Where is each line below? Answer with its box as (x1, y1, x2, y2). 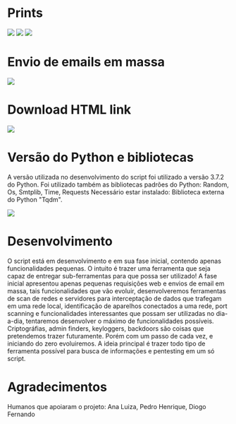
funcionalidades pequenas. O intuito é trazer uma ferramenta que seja (7, 264, 211, 273)
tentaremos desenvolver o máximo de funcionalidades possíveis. (25, 317, 214, 325)
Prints (7, 5, 44, 21)
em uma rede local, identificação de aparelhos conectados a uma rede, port (7, 302, 228, 310)
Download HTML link (7, 102, 132, 118)
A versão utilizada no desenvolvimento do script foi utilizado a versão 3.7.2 (7, 172, 224, 181)
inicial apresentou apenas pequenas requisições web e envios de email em (7, 279, 225, 288)
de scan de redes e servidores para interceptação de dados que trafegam (7, 294, 222, 302)
